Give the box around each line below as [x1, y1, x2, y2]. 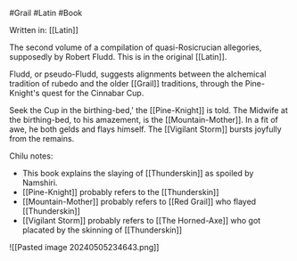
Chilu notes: [9, 151, 54, 161]
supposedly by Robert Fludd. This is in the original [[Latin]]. [9, 52, 227, 61]
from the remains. [9, 134, 75, 143]
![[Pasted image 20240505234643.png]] [9, 242, 160, 252]
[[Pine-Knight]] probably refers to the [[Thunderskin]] [21, 187, 219, 197]
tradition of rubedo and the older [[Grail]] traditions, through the [9, 78, 243, 88]
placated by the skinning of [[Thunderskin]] [21, 224, 183, 235]
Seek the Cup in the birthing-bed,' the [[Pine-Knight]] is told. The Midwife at [9, 105, 288, 115]
